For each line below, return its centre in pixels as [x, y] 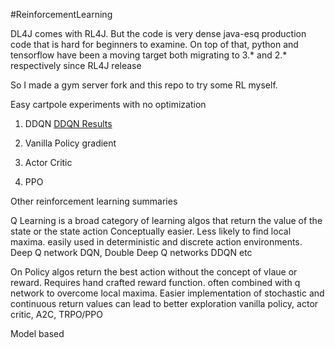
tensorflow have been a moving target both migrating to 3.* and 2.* [149, 55]
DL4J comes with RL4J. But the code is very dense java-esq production [158, 33]
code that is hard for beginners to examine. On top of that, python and [154, 44]
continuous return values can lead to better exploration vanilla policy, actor [164, 303]
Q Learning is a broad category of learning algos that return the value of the [166, 220]
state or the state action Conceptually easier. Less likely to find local [151, 231]
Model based [37, 333]
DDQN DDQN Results [68, 123]
